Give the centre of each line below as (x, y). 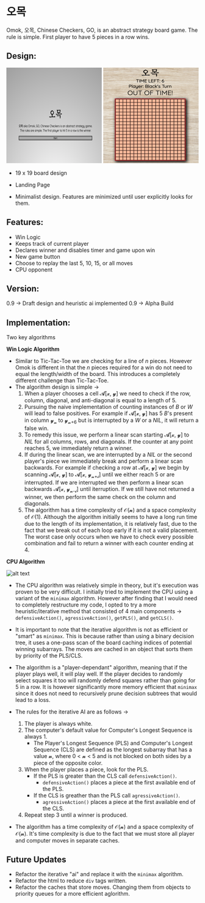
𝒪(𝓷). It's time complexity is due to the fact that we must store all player (105, 833)
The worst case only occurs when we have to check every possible (109, 536)
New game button (38, 256)
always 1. (36, 736)
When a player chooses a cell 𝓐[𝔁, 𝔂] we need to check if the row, (107, 394)
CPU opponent (34, 270)
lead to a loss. (33, 699)
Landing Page (33, 185)
